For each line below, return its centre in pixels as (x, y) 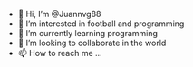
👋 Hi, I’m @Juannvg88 (59, 14)
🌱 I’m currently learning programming (88, 33)
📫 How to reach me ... (60, 53)
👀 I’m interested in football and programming (101, 24)
